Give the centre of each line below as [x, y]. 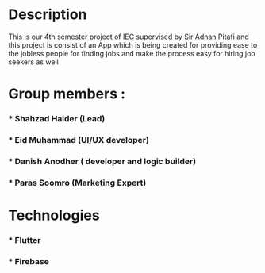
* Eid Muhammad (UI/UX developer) [79, 140]
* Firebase [29, 261]
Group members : [67, 94]
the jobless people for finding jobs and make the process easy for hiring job [132, 53]
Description [48, 15]
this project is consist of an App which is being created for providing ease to [133, 44]
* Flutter [25, 240]
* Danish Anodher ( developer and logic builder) [102, 161]
